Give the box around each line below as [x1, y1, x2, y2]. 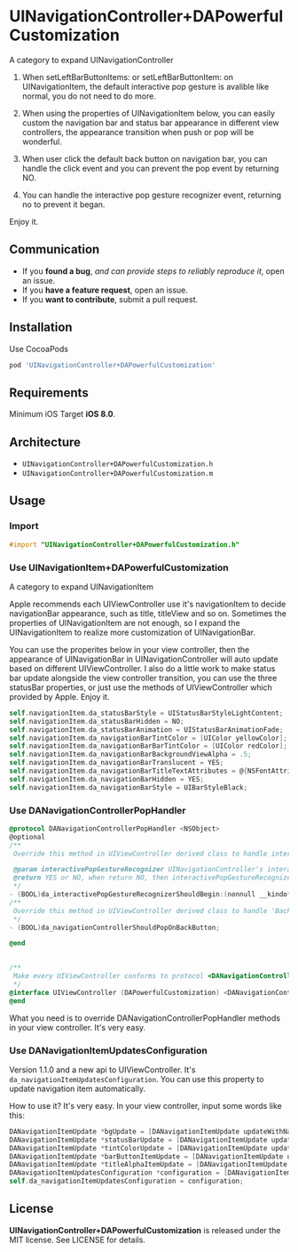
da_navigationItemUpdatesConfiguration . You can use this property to [9, 1073, 264, 1084]
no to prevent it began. [21, 198, 106, 210]
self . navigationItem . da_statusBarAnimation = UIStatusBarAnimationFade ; [9, 725, 284, 734]
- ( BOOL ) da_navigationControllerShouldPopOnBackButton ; [9, 923, 220, 932]
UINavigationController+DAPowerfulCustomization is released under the [9, 1224, 281, 1235]
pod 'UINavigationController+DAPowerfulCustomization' [9, 360, 216, 370]
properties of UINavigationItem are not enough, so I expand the [9, 617, 241, 628]
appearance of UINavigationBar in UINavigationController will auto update [9, 654, 278, 664]
